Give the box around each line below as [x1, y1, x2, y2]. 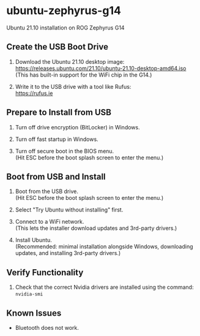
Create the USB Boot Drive [6, 42, 109, 52]
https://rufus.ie [15, 90, 53, 97]
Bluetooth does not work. [15, 324, 80, 331]
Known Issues [6, 308, 62, 318]
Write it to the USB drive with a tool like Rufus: [15, 83, 131, 90]
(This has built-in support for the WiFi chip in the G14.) [15, 71, 152, 78]
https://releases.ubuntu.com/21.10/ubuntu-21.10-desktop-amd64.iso [15, 64, 187, 72]
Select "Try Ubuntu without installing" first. [15, 206, 124, 213]
